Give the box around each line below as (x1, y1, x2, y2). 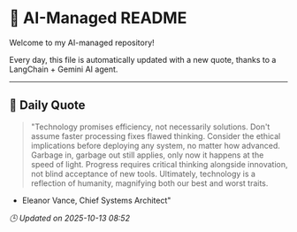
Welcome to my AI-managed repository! (9, 37, 155, 48)
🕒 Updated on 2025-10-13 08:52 (9, 213, 131, 223)
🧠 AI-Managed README (9, 8, 187, 28)
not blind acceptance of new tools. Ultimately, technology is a (30, 168, 256, 179)
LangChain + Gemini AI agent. (9, 64, 118, 74)
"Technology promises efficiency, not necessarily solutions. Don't (30, 121, 270, 132)
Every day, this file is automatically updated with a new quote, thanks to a (9, 54, 277, 65)
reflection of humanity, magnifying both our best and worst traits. (30, 177, 269, 189)
